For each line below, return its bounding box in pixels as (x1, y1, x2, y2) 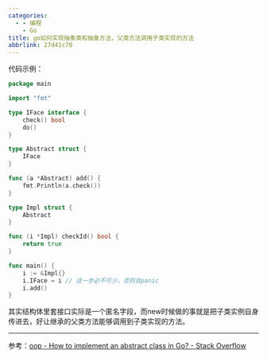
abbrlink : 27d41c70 (8, 41, 73, 49)
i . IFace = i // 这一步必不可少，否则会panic (22, 276, 159, 285)
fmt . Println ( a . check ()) (22, 181, 102, 189)
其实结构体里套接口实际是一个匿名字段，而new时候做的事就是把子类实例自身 (8, 307, 259, 317)
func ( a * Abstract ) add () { (8, 174, 102, 182)
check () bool (22, 116, 66, 124)
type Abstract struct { (8, 145, 87, 154)
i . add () (22, 284, 48, 292)
